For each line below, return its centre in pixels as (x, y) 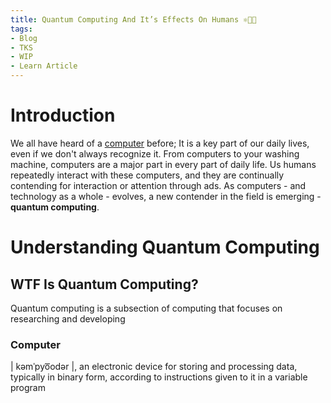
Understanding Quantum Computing (165, 247)
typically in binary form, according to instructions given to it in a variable (159, 377)
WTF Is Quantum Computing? (104, 284)
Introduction (63, 115)
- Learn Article (44, 66)
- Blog (24, 38)
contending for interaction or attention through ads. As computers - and (158, 185)
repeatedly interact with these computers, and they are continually (147, 175)
